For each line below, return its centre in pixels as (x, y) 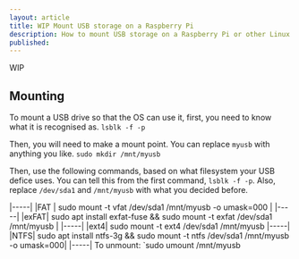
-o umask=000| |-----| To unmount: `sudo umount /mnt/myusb (125, 246)
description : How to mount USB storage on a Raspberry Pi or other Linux (150, 34)
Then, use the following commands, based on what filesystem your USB (142, 171)
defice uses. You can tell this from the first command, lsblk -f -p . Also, (142, 180)
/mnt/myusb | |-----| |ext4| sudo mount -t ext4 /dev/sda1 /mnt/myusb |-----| (150, 226)
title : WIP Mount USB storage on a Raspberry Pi (102, 26)
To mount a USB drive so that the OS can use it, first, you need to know (141, 118)
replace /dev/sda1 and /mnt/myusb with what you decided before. (129, 190)
